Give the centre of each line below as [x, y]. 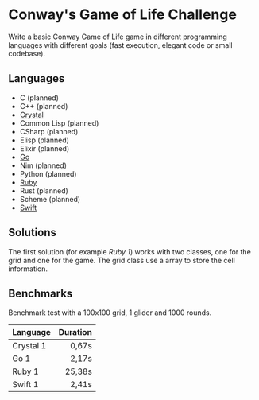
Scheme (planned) [50, 199]
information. [28, 269]
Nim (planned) [43, 165]
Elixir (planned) [44, 148]
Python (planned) [48, 173]
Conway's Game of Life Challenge [122, 15]
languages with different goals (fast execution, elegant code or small [120, 45]
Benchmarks [41, 293]
